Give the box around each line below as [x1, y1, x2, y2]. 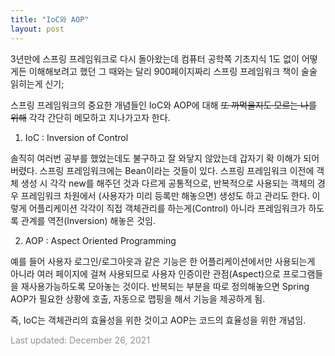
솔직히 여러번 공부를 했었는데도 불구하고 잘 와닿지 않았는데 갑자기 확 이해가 [10, 152, 302, 164]
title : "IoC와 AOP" [10, 14, 90, 25]
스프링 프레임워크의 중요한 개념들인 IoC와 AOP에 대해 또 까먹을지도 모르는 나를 [10, 99, 317, 111]
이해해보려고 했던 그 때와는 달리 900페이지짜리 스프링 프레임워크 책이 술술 [28, 65, 318, 77]
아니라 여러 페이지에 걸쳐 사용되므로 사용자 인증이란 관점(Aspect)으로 [10, 267, 281, 280]
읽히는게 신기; [10, 77, 65, 90]
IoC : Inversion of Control [24, 131, 129, 143]
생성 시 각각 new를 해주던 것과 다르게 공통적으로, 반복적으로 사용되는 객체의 [20, 177, 316, 189]
